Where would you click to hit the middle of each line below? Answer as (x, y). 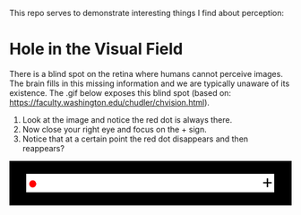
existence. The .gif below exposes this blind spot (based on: (120, 92)
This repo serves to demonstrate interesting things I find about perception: (147, 13)
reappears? (43, 148)
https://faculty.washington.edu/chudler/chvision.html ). (110, 102)
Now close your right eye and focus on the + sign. (115, 129)
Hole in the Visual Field (96, 49)
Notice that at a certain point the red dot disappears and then (135, 139)
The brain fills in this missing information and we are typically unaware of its (150, 83)
